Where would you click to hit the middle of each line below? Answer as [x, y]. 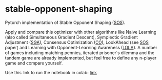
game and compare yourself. [34, 63]
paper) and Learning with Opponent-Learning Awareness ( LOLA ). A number [81, 47]
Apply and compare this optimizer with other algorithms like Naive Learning [81, 32]
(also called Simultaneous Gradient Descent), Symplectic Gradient [71, 37]
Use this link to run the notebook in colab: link [51, 72]
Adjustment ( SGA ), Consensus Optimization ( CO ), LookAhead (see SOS [77, 42]
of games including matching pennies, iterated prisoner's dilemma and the [80, 53]
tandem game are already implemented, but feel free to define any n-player [81, 58]
